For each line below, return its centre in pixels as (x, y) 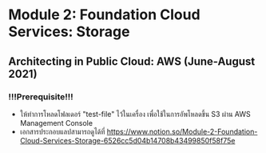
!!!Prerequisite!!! (41, 96)
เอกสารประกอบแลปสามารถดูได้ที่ (62, 131)
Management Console (56, 123)
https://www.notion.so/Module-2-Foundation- (182, 131)
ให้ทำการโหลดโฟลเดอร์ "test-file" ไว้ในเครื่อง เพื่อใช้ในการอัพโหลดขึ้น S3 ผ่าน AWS (135, 114)
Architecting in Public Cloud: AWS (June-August (132, 61)
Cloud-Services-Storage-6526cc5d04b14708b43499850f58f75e (127, 140)
